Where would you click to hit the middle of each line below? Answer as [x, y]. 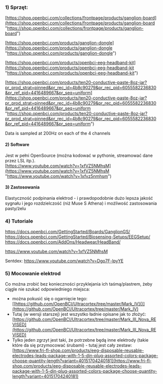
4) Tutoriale [19, 221]
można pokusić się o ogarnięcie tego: [50, 299]
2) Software [17, 144]
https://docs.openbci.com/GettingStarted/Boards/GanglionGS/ [68, 231]
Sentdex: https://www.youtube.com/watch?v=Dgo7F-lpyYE [64, 261]
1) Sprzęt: [17, 7]
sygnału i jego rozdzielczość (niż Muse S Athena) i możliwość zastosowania [81, 203]
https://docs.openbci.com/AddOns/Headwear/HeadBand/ [63, 242]
